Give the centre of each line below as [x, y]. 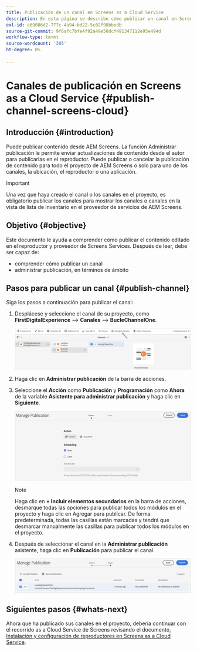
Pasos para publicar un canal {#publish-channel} [98, 288]
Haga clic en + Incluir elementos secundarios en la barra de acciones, [100, 501]
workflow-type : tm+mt [33, 37]
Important [18, 183]
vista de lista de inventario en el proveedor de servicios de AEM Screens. [94, 207]
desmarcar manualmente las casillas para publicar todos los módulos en [102, 526]
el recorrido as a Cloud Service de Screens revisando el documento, [89, 630]
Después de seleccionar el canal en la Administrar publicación [91, 544]
